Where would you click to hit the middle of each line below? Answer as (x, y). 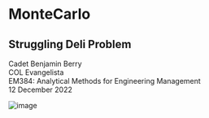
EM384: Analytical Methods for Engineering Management (104, 81)
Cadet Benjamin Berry (46, 63)
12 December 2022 (41, 90)
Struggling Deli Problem (70, 44)
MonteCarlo (50, 14)
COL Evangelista (36, 72)
